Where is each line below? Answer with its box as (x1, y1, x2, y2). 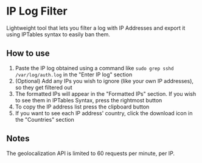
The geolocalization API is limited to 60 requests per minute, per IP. (6, 150, 175, 157)
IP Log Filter (6, 4, 68, 18)
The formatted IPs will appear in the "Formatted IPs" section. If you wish (15, 90, 197, 98)
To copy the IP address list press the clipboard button (15, 103, 150, 110)
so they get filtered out (15, 84, 73, 91)
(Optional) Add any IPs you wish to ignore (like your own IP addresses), (15, 77, 193, 84)
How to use (6, 48, 50, 59)
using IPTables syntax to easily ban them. (6, 30, 111, 38)
